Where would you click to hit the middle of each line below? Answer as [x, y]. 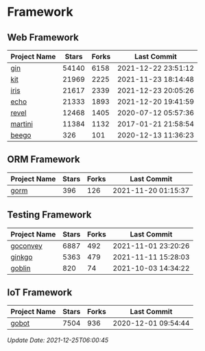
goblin [21, 268]
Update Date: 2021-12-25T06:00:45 [58, 340]
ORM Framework [44, 160]
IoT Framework [40, 293]
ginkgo [22, 257]
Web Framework [43, 37]
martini [22, 124]
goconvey [27, 246]
